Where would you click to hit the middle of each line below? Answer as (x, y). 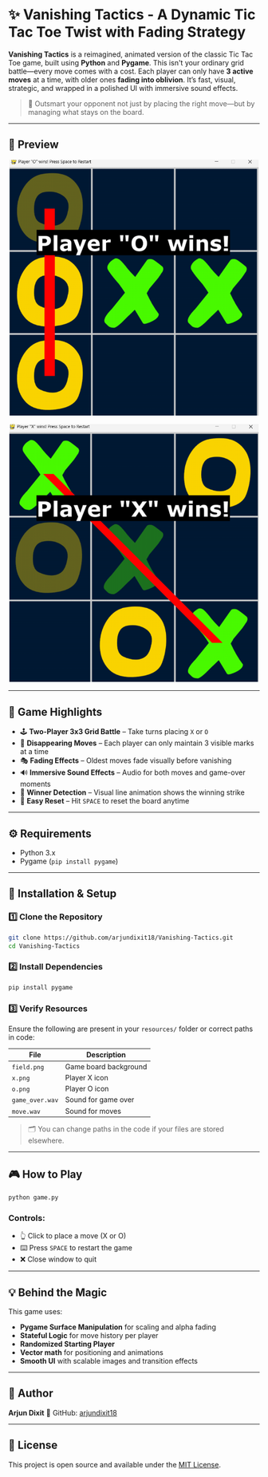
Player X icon (87, 1077)
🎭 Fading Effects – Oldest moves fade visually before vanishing (126, 760)
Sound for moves (93, 1111)
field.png (28, 1067)
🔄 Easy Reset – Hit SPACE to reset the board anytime (104, 801)
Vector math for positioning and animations (91, 1352)
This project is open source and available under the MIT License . (115, 1464)
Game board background (106, 1066)
